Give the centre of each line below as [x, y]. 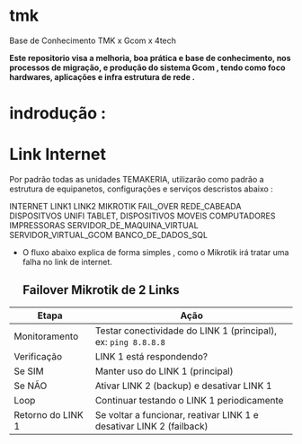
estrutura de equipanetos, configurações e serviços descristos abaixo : [142, 189]
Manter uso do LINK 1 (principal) [164, 371]
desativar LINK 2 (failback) [151, 426]
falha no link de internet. [67, 262]
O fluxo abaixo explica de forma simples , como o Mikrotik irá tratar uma [155, 253]
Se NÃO [31, 386]
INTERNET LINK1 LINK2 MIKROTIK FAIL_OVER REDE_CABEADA [125, 207]
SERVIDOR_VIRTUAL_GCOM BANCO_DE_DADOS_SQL [109, 235]
